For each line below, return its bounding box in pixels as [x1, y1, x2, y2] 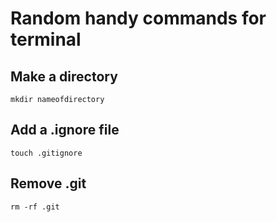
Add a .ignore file [10, 122, 120, 139]
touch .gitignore [10, 148, 83, 158]
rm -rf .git [10, 202, 60, 212]
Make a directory [10, 68, 118, 85]
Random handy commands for [10, 7, 267, 30]
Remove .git [10, 175, 87, 192]
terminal [10, 28, 82, 51]
